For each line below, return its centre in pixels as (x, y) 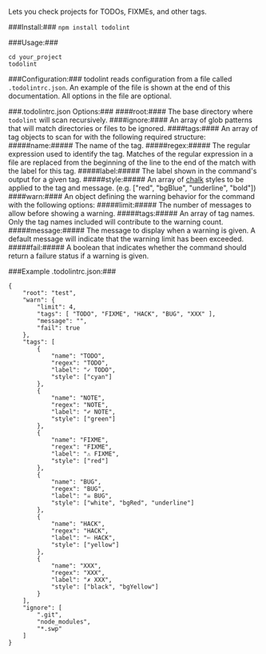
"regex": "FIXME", (81, 447)
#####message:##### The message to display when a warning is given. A (132, 230)
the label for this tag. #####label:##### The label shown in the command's (133, 171)
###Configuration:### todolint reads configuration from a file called (120, 79)
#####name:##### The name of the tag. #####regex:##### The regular (129, 146)
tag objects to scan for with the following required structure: (107, 137)
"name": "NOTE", (78, 398)
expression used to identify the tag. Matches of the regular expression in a (131, 154)
